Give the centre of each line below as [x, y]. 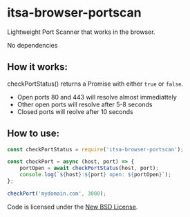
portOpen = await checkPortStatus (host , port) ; [89, 168]
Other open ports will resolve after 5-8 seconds [85, 104]
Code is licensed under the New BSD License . [73, 207]
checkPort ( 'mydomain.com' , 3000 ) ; [57, 194]
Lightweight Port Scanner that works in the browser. [81, 32]
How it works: [37, 67]
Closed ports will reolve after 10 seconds [75, 111]
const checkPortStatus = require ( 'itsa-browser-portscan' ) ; [96, 149]
